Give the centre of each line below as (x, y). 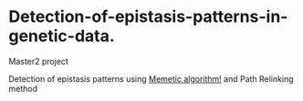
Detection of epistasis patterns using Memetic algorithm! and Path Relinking (151, 78)
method (23, 88)
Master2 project (39, 61)
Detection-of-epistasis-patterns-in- (148, 17)
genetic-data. (62, 36)
